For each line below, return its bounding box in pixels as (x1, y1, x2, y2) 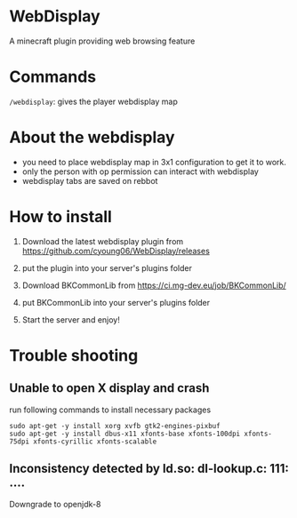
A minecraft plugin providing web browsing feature (9, 36, 196, 46)
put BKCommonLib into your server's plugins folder (21, 297, 211, 307)
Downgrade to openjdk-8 (9, 498, 101, 509)
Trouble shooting (9, 345, 139, 365)
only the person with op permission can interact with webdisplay (21, 166, 260, 177)
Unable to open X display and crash (9, 380, 210, 396)
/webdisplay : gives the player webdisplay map (9, 96, 178, 107)
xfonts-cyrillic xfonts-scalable (32, 437, 157, 446)
